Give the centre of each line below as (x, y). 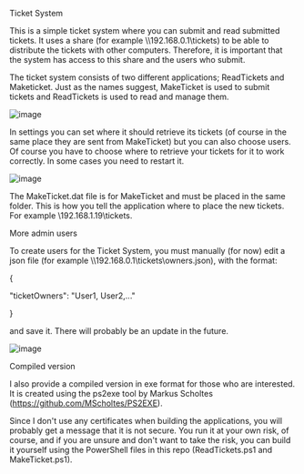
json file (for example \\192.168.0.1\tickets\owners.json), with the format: (143, 260)
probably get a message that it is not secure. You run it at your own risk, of (149, 430)
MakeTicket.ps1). (41, 459)
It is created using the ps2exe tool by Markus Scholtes (111, 393)
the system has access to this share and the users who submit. (127, 60)
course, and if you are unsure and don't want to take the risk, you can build (150, 440)
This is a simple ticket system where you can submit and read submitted (145, 30)
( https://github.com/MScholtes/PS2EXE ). (86, 403)
